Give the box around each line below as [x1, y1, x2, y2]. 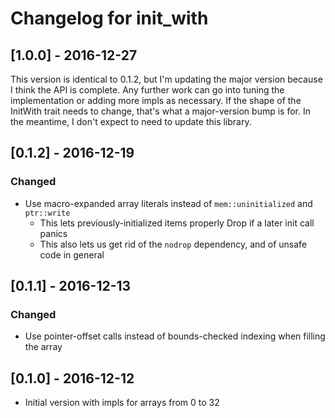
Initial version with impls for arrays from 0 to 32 [24, 397, 220, 409]
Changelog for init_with [10, 7, 209, 30]
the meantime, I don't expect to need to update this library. [10, 116, 252, 127]
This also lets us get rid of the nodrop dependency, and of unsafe [39, 238, 308, 250]
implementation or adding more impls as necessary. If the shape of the [10, 95, 302, 106]
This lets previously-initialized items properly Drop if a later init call [39, 217, 315, 229]
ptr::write [24, 208, 71, 218]
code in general [39, 248, 105, 261]
